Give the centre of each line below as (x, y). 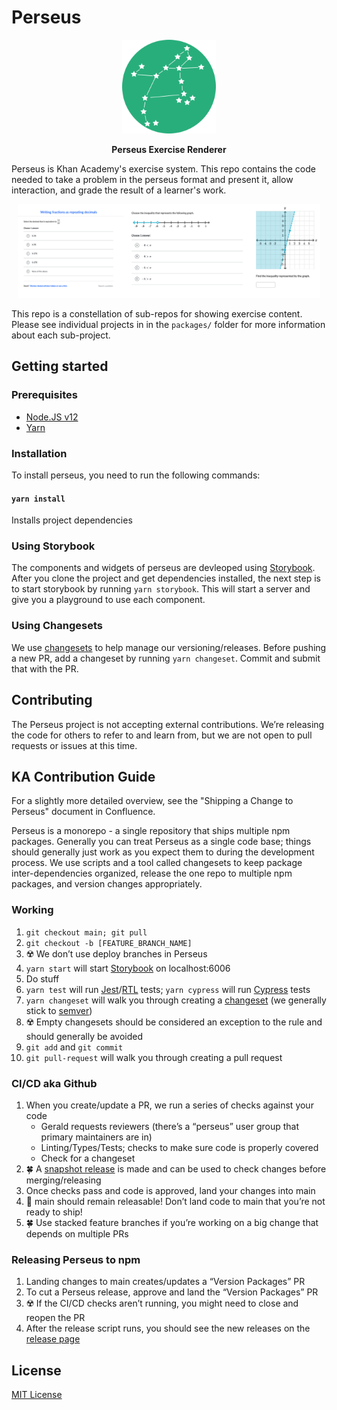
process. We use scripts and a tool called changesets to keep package (157, 863)
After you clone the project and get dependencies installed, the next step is (166, 578)
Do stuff (42, 978)
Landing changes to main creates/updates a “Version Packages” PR (165, 1282)
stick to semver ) (59, 1010)
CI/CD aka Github (54, 1083)
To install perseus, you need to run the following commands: (136, 475)
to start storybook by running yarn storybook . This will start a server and (161, 589)
